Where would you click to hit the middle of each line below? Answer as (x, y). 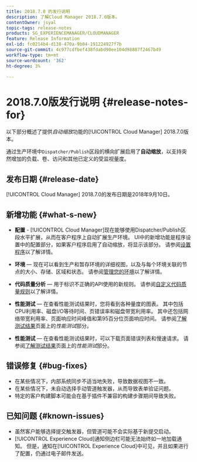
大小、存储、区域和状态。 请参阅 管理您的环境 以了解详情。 (95, 271)
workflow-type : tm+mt (33, 55)
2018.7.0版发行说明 (53, 102)
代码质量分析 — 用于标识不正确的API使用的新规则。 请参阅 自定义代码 (98, 284)
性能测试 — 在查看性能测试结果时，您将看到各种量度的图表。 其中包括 (99, 304)
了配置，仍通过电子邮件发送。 (50, 453)
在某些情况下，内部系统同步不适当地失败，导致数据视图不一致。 (91, 381)
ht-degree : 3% (23, 66)
